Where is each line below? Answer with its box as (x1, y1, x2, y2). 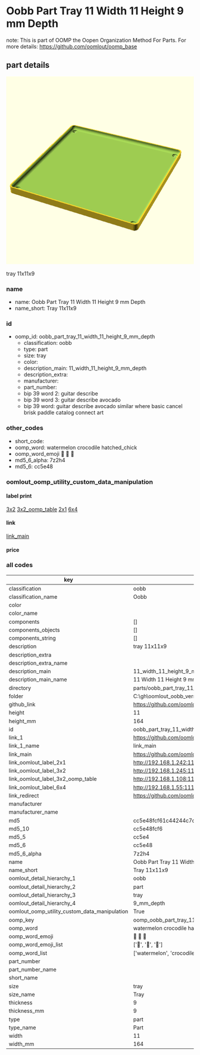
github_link (8, 701, 36, 708)
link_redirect (8, 792, 39, 799)
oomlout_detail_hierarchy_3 (8, 891, 76, 898)
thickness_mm (8, 1007, 45, 1014)
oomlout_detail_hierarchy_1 (8, 875, 76, 882)
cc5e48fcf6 (133, 825, 163, 832)
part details (6, 60, 50, 70)
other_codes (6, 424, 43, 432)
